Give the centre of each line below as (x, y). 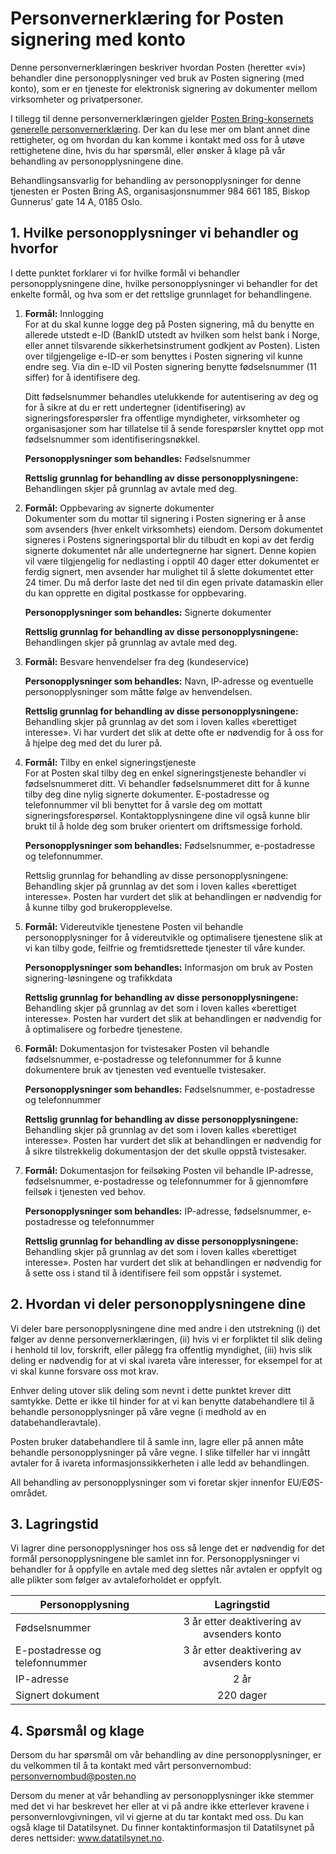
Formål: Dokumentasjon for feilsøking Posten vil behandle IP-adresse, (169, 1170)
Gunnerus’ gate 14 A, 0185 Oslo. (76, 201)
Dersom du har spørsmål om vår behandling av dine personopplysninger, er (166, 1755)
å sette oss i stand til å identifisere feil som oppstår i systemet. (153, 1273)
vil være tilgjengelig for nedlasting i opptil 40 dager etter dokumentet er (172, 561)
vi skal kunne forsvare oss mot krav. (84, 1371)
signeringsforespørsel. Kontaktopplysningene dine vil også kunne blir (167, 815)
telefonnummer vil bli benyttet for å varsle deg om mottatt (143, 804)
